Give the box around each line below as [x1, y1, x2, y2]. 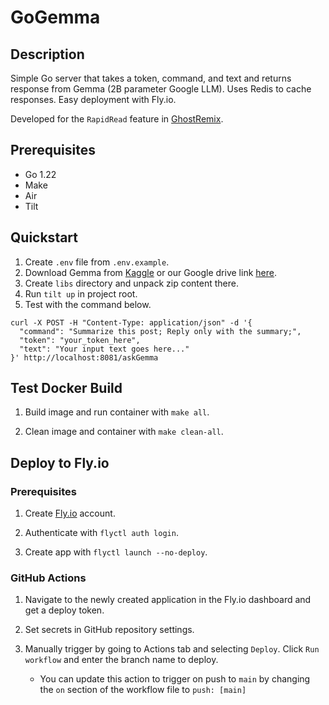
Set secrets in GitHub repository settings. [24, 624, 195, 636]
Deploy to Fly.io [10, 454, 110, 471]
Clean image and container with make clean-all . [24, 426, 224, 438]
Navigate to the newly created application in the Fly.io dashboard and [24, 594, 312, 606]
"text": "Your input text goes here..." [19, 344, 190, 354]
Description [10, 46, 85, 63]
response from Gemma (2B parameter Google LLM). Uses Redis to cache [10, 83, 312, 95]
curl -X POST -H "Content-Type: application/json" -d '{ [10, 317, 253, 328]
